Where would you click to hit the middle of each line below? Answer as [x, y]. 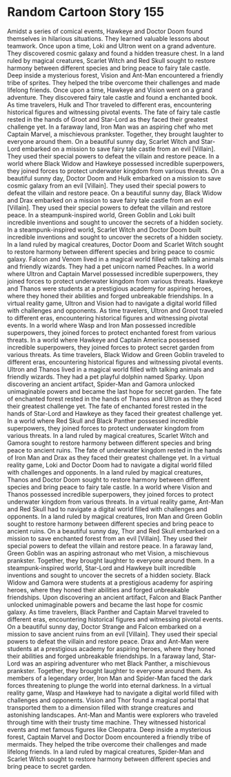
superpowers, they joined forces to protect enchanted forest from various [112, 332]
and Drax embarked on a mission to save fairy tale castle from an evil [105, 200]
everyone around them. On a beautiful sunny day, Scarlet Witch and [103, 141]
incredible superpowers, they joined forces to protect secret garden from [111, 347]
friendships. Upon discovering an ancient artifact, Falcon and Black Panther [114, 597]
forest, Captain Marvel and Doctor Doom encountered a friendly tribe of [109, 737]
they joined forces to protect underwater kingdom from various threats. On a [116, 171]
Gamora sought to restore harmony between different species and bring [109, 443]
